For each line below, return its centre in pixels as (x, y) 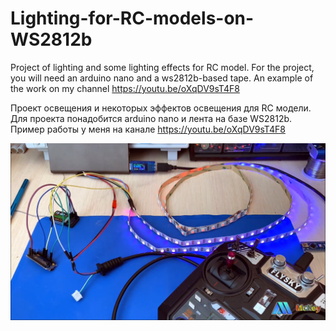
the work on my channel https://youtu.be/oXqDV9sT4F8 (125, 88)
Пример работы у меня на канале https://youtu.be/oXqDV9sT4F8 (148, 129)
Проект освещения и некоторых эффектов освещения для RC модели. (161, 108)
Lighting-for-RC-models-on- (132, 18)
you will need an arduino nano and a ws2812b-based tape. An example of (162, 78)
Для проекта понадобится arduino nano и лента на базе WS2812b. (151, 118)
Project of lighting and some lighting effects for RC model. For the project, (162, 67)
